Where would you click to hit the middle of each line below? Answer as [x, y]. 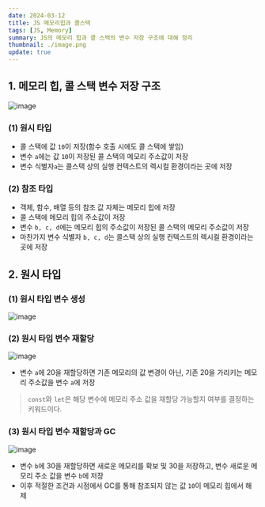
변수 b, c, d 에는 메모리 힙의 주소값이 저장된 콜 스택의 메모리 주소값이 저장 [134, 227]
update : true [30, 52]
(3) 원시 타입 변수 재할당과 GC [62, 432]
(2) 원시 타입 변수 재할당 [51, 339]
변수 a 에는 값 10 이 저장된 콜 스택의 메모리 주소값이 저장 [104, 157]
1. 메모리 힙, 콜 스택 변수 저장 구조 [84, 87]
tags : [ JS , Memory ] [40, 30]
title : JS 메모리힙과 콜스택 [49, 23]
